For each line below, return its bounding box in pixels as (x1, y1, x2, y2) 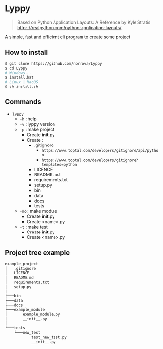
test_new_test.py (31, 335, 67, 340)
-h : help (19, 116, 37, 122)
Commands (5, 98, 42, 106)
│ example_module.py (5, 312, 60, 317)
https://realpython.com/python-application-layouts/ (17, 24, 122, 30)
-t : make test (19, 224, 48, 230)
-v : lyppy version (19, 121, 55, 127)
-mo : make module (19, 208, 57, 214)
